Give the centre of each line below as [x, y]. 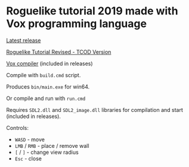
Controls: [17, 127]
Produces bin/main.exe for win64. [48, 86]
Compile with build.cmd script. [44, 75]
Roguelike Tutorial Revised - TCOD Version [59, 51]
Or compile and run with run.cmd [46, 98]
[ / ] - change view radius [47, 152]
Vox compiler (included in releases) [50, 63]
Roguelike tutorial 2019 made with [92, 11]
